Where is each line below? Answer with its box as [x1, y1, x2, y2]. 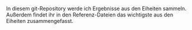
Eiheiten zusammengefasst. [6, 18, 74, 24]
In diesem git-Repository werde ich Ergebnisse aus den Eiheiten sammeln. [6, 5, 187, 12]
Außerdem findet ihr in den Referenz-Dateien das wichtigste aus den [6, 11, 173, 18]
